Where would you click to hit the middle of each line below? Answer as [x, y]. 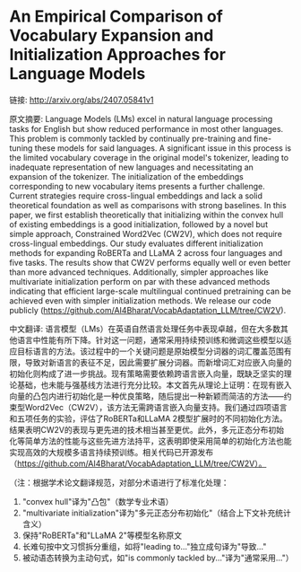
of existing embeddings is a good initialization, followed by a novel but [139, 224]
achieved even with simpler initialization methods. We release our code [140, 300]
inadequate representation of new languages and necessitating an [131, 167]
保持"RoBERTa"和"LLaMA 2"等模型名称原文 [102, 535]
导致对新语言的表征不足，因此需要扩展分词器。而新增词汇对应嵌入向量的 [158, 362]
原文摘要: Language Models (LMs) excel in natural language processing [141, 119]
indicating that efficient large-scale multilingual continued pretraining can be [150, 291]
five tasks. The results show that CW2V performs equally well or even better [150, 262]
